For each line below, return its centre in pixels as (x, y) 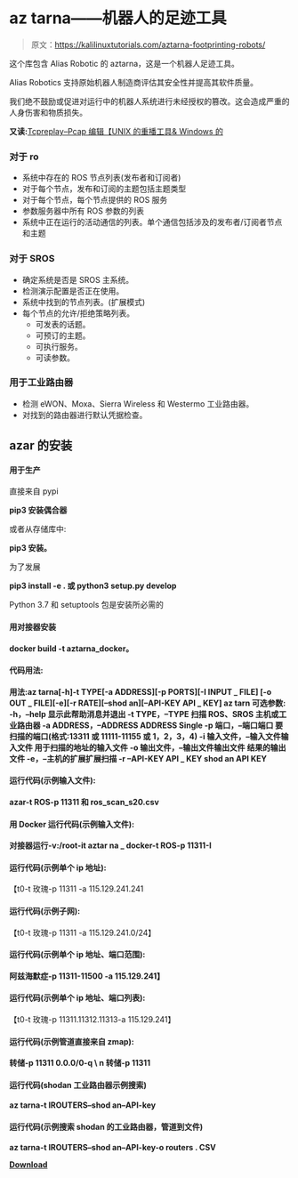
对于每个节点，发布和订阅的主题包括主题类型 (104, 189)
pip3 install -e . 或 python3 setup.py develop (93, 586)
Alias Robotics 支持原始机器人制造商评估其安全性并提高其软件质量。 (134, 82)
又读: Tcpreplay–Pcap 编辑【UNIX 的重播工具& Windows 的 (117, 131)
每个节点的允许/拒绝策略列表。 (78, 313)
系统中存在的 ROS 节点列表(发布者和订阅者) (101, 178)
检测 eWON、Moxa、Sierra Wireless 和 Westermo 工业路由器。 (138, 403)
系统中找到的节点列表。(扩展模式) (84, 302)
